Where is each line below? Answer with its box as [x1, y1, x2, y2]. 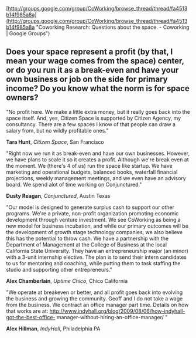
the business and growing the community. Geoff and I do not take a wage [6, 295, 183, 302]
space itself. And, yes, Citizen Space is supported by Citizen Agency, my [6, 114, 181, 121]
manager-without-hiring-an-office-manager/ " [56, 313, 168, 320]
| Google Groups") [6, 30, 50, 37]
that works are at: [6, 307, 49, 315]
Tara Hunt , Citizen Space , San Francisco [6, 138, 104, 146]
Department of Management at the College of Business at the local [6, 241, 167, 248]
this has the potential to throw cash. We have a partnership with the [6, 235, 169, 242]
